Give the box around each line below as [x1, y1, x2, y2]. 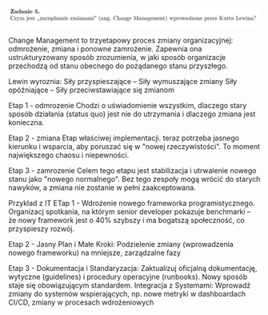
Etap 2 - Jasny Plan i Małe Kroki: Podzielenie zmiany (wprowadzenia [8, 239, 234, 248]
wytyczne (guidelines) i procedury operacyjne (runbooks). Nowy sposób [8, 272, 248, 281]
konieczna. [8, 117, 45, 127]
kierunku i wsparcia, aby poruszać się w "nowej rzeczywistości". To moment [8, 141, 261, 151]
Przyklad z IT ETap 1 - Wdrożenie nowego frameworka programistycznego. [8, 198, 255, 208]
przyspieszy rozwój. [8, 224, 74, 233]
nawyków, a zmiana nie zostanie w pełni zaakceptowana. [8, 183, 196, 192]
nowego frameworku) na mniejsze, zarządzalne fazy [8, 248, 182, 257]
